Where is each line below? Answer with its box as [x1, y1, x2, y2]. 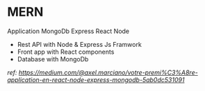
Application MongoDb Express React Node [7, 27, 130, 35]
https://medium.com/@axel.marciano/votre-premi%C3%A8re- [18, 68, 198, 77]
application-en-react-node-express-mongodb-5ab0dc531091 [7, 75, 185, 83]
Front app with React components [17, 48, 115, 56]
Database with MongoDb [17, 54, 89, 63]
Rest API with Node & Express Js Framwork [17, 40, 142, 48]
